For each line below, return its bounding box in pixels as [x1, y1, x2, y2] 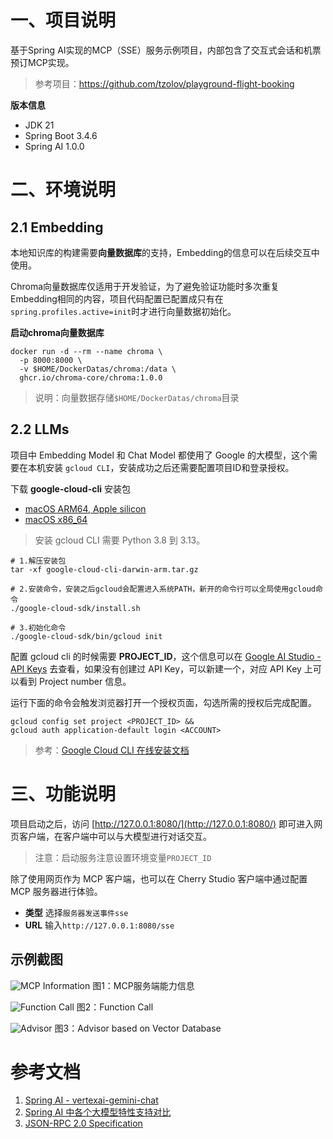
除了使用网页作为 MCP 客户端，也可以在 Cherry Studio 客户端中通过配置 [10, 872, 308, 885]
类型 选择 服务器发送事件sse [24, 906, 129, 918]
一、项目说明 [10, 9, 117, 32]
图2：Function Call [76, 1001, 154, 1013]
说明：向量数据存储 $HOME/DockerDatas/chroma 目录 [34, 391, 240, 403]
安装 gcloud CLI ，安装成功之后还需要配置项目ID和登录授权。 [44, 461, 295, 473]
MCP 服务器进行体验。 [10, 885, 103, 897]
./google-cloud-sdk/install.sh [10, 603, 141, 613]
